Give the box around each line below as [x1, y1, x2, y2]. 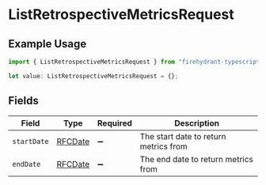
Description [173, 117, 220, 128]
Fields [8, 94, 40, 108]
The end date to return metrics [139, 153, 253, 164]
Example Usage [8, 37, 87, 51]
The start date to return [139, 130, 226, 142]
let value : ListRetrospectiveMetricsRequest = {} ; [8, 72, 179, 80]
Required [97, 117, 133, 128]
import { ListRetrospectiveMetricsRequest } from [8, 58, 176, 66]
